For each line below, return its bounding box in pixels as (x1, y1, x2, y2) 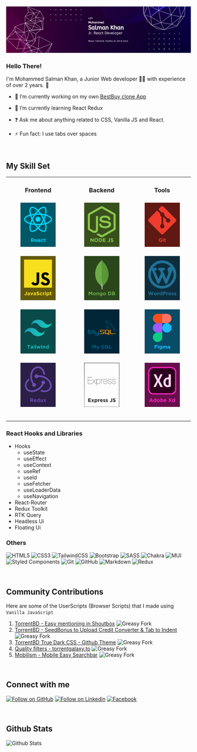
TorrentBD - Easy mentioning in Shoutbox (14, 620, 116, 627)
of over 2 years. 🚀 (6, 82, 49, 89)
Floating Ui (14, 524, 41, 531)
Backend (89, 186, 115, 194)
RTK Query (14, 511, 42, 518)
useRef (23, 468, 41, 475)
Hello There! (6, 62, 42, 70)
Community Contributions (6, 587, 104, 597)
